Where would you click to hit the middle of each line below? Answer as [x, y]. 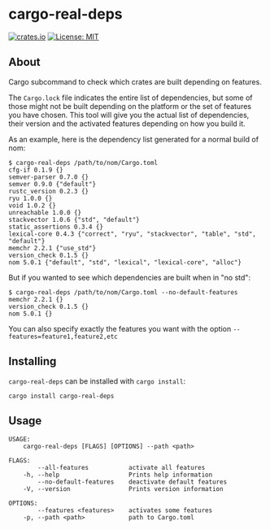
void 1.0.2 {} [33, 205]
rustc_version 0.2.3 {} [49, 191]
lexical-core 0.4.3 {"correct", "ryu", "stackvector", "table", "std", [132, 234]
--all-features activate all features [122, 468]
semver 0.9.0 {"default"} [52, 184]
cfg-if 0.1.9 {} [36, 170]
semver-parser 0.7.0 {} [49, 177]
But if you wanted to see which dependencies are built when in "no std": [129, 277]
